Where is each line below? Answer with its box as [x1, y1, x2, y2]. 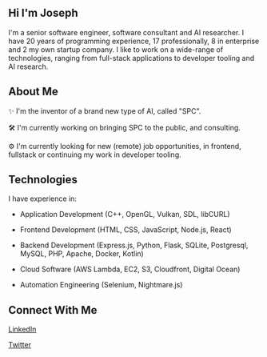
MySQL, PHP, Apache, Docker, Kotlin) [19, 249, 144, 259]
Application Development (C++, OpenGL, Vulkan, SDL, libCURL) [19, 210, 230, 219]
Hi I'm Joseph [8, 6, 78, 20]
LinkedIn [8, 324, 37, 335]
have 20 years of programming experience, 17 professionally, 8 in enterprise [8, 36, 260, 46]
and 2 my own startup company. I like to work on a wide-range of [8, 44, 224, 54]
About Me [8, 85, 58, 98]
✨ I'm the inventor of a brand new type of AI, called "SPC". [8, 106, 201, 115]
